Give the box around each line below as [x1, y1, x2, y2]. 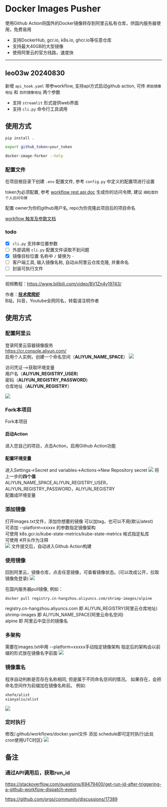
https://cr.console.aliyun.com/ [5, 348, 67, 354]
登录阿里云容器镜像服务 [5, 342, 53, 348]
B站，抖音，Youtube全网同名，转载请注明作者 [5, 298, 99, 304]
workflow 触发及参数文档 [5, 216, 56, 222]
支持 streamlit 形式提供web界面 [12, 99, 79, 105]
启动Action [5, 430, 28, 437]
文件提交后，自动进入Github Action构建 [11, 543, 92, 549]
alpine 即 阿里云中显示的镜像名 [5, 618, 68, 624]
